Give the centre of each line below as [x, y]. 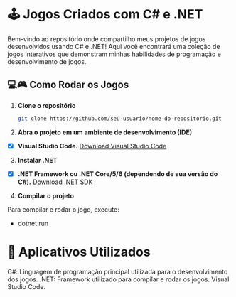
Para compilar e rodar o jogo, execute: [63, 209]
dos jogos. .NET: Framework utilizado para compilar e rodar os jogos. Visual [118, 279]
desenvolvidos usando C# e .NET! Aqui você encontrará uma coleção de [114, 46]
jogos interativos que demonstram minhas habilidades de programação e [114, 54]
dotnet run [33, 223]
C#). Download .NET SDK [55, 182]
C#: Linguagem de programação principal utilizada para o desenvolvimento [118, 271]
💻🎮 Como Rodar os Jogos [68, 85]
